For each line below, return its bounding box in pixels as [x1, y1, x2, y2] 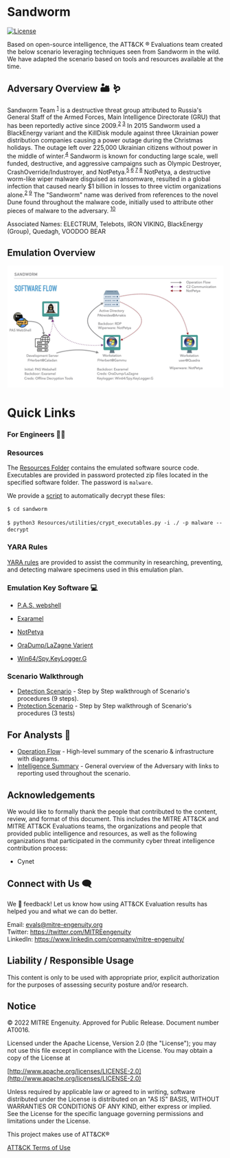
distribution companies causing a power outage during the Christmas [7, 136, 203, 144]
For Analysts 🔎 [7, 729, 71, 741]
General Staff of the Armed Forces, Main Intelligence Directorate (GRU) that [7, 113, 221, 121]
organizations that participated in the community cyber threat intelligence [7, 836, 215, 844]
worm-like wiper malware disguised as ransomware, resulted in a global [7, 175, 211, 183]
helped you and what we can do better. [7, 907, 118, 915]
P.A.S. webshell [16, 601, 62, 609]
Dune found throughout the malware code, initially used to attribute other [7, 198, 214, 206]
